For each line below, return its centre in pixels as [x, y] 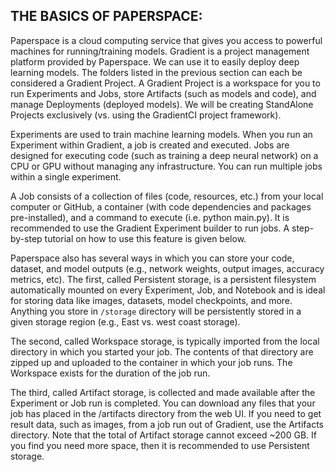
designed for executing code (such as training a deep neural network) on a [164, 155]
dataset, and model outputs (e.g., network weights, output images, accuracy [167, 268]
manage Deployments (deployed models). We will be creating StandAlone [162, 104]
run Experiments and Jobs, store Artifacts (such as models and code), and [163, 93]
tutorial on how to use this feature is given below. [145, 238]
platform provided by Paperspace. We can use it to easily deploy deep [155, 61]
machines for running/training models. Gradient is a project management [160, 51]
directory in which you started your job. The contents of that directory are [162, 351]
